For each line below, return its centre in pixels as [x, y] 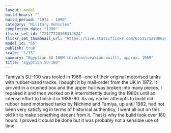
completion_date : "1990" [32, 29]
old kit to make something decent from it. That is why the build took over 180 [85, 115]
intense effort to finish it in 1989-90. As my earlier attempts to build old [79, 99]
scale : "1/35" [20, 53]
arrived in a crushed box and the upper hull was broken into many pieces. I [83, 88]
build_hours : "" [22, 15]
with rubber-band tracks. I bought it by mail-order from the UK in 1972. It [81, 82]
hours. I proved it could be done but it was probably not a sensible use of [82, 120]
